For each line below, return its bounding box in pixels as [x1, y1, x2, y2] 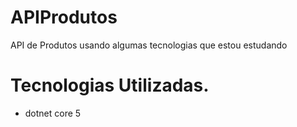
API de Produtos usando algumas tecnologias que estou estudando [10, 39, 288, 51]
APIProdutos [10, 6, 118, 29]
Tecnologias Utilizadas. [10, 74, 210, 97]
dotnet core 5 [24, 107, 82, 119]
